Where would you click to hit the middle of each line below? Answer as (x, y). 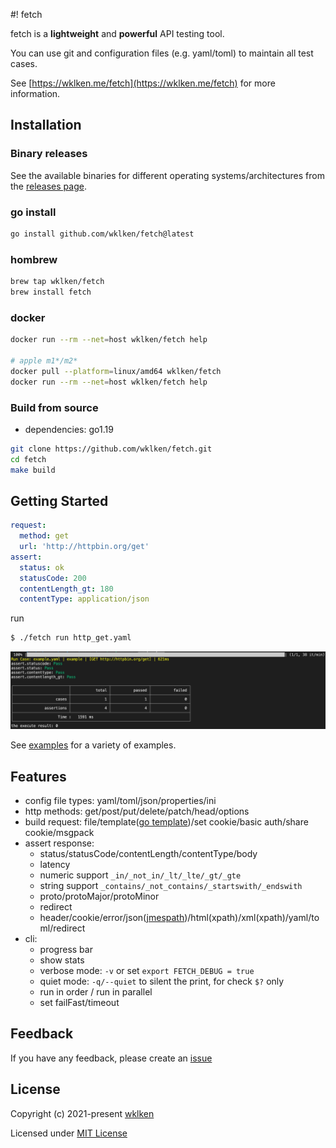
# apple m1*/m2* (44, 360)
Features (38, 776)
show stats (62, 960)
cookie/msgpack (59, 833)
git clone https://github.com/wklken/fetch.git (111, 449)
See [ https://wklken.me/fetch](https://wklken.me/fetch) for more (143, 83)
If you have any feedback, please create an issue (111, 1058)
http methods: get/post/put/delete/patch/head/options (137, 811)
